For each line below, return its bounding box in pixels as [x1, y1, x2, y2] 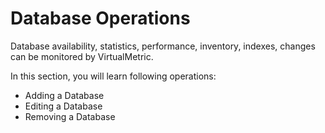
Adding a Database [24, 89, 105, 101]
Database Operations [10, 7, 191, 30]
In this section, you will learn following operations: [10, 70, 217, 82]
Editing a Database [24, 100, 103, 112]
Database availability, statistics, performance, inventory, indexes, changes [10, 40, 316, 52]
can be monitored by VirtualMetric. [10, 50, 154, 62]
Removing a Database [24, 110, 116, 122]
